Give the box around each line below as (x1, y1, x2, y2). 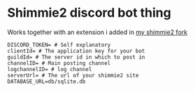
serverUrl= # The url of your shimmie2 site (7, 72, 139, 79)
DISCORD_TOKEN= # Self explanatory (7, 41, 111, 48)
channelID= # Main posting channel (7, 59, 111, 67)
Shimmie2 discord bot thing (7, 5, 171, 21)
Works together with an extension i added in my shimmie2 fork (7, 28, 187, 36)
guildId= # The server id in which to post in (7, 54, 145, 61)
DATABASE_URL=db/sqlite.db (7, 78, 86, 85)
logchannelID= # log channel (7, 66, 92, 72)
